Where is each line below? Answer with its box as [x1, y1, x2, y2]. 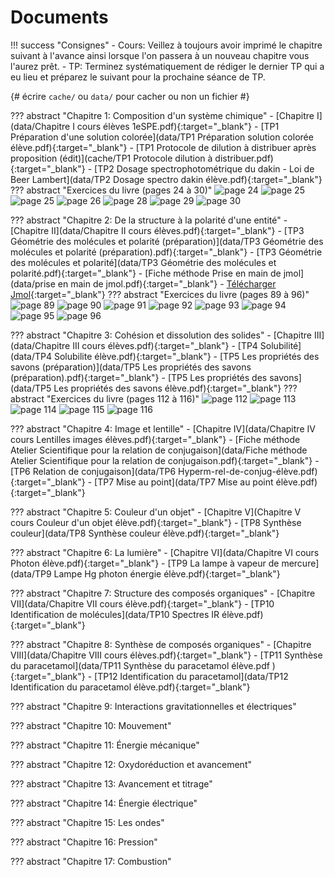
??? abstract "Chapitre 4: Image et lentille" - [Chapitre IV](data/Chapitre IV [10, 422, 316, 435]
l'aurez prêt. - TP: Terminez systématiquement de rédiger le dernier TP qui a [10, 60, 325, 72]
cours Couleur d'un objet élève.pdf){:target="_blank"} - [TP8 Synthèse [10, 516, 302, 528]
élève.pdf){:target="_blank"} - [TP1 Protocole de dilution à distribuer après [10, 141, 317, 153]
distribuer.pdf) [214, 152, 274, 164]
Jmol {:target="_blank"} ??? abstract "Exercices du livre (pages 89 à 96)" [10, 288, 310, 300]
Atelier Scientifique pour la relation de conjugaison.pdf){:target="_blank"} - [10, 454, 320, 466]
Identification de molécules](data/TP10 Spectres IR [10, 608, 220, 620]
